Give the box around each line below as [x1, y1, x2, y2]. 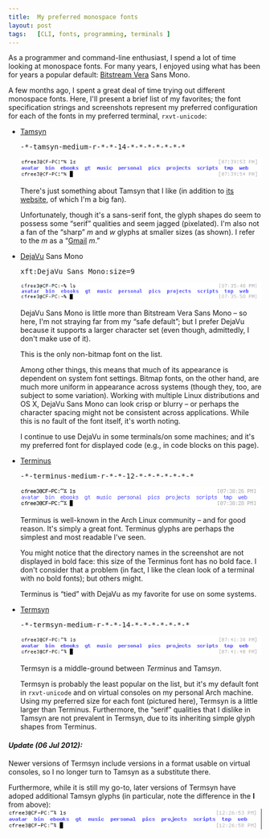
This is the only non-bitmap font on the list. [19, 349, 163, 359]
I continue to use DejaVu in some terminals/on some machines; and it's [19, 431, 256, 442]
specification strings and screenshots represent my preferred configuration [8, 103, 259, 113]
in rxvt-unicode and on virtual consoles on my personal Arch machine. [19, 688, 254, 697]
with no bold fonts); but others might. [19, 573, 143, 583]
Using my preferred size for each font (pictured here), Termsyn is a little [19, 696, 259, 706]
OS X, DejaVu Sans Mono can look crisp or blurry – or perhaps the [19, 399, 239, 409]
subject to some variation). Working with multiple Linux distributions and [19, 390, 260, 400]
